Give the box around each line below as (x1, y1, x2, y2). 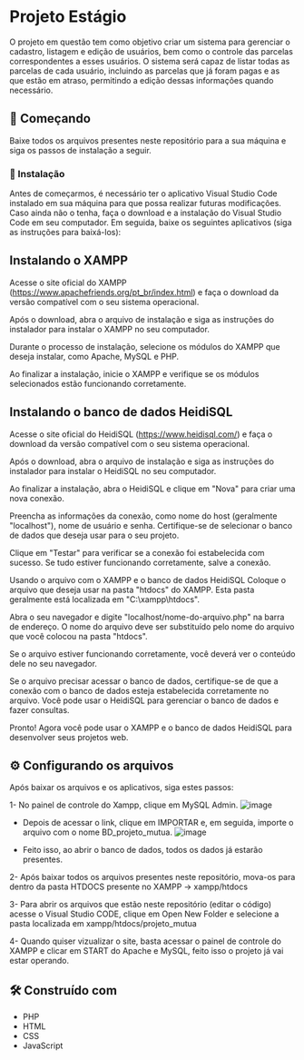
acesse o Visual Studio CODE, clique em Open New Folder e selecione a (9, 908, 279, 919)
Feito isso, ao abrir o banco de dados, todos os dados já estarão (22, 845, 263, 856)
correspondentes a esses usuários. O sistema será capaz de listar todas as (9, 55, 290, 66)
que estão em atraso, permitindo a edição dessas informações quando (9, 74, 274, 85)
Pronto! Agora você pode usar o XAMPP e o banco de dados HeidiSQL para (9, 722, 292, 733)
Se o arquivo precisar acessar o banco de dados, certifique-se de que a (9, 675, 279, 687)
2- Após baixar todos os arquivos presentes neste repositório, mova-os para (9, 872, 296, 883)
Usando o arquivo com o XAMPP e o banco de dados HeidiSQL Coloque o (9, 574, 287, 585)
